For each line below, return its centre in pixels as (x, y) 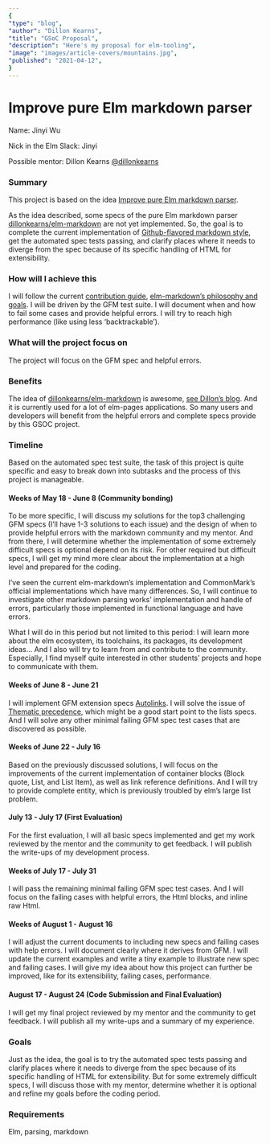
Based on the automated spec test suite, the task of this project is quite (126, 462)
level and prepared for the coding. (65, 567)
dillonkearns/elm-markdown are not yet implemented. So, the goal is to (126, 223)
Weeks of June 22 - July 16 (55, 747)
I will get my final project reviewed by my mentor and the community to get (132, 1012)
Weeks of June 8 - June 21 (53, 685)
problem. (23, 799)
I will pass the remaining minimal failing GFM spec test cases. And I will (126, 888)
